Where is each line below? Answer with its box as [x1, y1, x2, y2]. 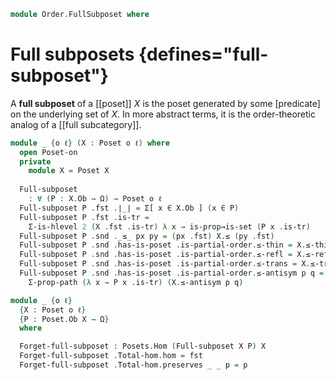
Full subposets [10, 43, 135, 66]
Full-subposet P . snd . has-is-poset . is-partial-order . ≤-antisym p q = [19, 268, 325, 279]
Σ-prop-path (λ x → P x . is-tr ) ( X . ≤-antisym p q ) [28, 277, 244, 287]
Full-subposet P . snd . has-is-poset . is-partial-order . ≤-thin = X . [19, 240, 307, 250]
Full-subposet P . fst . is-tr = [19, 212, 150, 222]
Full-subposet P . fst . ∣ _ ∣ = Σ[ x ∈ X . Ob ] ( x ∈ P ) [19, 203, 240, 213]
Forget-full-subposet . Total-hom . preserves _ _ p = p [19, 360, 248, 370]
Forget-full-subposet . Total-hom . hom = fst [19, 351, 203, 361]
